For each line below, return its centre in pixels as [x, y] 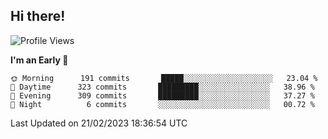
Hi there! [38, 16]
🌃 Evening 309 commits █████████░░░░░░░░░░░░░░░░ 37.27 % [162, 95]
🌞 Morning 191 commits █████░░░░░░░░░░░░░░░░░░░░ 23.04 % [164, 78]
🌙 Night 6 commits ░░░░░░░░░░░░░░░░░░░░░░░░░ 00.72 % [162, 104]
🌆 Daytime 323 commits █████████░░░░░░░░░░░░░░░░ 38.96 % [162, 87]
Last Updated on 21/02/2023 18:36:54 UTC [99, 123]
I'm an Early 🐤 [39, 60]
